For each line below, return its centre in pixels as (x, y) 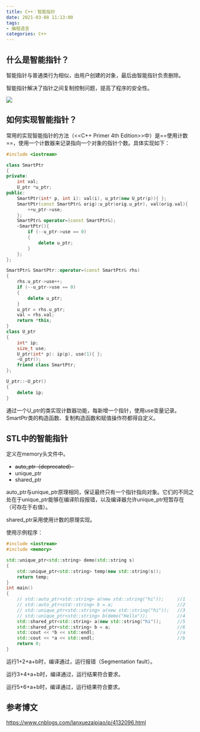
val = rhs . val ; (36, 315)
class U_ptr (21, 332)
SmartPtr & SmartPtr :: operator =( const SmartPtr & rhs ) (73, 271)
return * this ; (34, 321)
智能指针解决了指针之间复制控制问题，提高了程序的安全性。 (79, 88)
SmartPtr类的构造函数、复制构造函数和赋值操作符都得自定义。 (82, 418)
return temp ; (33, 577)
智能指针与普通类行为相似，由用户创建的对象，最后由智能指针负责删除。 (95, 75)
